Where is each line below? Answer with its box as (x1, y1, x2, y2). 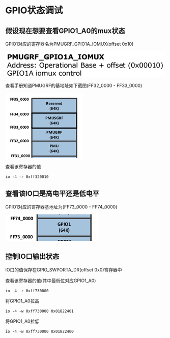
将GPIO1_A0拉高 (5, 298, 40, 304)
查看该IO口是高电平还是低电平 (5, 189, 100, 198)
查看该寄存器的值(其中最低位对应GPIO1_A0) (5, 278, 96, 284)
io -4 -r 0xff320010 (5, 174, 49, 179)
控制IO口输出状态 (5, 252, 60, 261)
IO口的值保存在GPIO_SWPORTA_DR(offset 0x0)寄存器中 (5, 266, 122, 272)
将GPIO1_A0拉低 (5, 318, 40, 324)
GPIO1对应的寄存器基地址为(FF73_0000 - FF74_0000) (5, 204, 118, 210)
